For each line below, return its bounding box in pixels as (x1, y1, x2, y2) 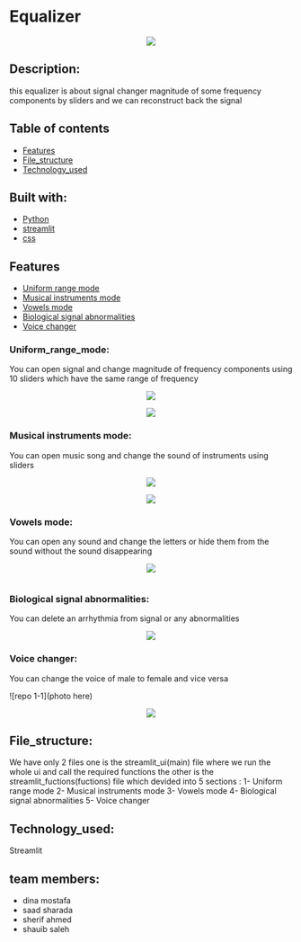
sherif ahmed (22, 914, 72, 925)
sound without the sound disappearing (9, 546, 153, 556)
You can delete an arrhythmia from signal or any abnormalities (9, 613, 240, 624)
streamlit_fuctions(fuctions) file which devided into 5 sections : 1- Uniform (9, 776, 283, 787)
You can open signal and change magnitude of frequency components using (9, 364, 293, 375)
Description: (9, 61, 81, 77)
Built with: (9, 190, 67, 205)
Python (22, 214, 49, 225)
